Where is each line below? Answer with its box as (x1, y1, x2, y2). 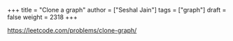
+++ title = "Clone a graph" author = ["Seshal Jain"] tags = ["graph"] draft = (7, 6, 227, 14)
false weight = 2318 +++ (7, 13, 78, 21)
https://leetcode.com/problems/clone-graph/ (7, 27, 137, 34)
